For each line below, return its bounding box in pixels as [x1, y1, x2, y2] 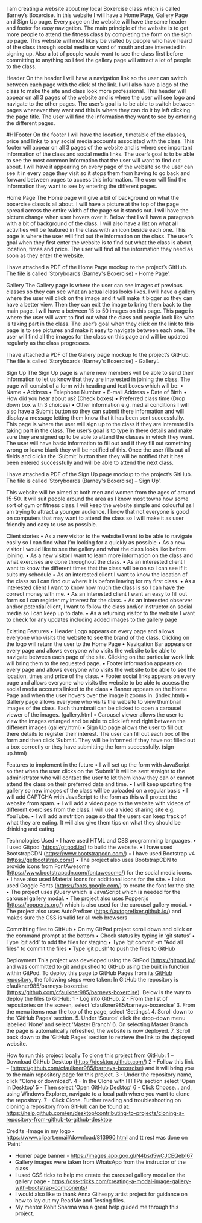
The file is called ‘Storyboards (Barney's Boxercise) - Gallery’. [6, 357, 159, 365]
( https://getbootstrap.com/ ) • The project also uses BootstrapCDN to [6, 857, 178, 863]
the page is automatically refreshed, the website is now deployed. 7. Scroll [6, 1027, 191, 1034]
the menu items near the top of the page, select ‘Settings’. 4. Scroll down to [6, 1008, 194, 1015]
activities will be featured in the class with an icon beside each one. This [6, 226, 186, 233]
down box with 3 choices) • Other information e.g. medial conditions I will [6, 401, 189, 408]
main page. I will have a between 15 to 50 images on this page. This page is [6, 307, 194, 315]
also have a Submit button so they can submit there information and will [6, 407, 185, 415]
